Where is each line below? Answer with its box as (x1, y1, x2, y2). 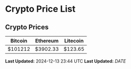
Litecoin (64, 38, 84, 44)
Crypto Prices (5, 23, 49, 31)
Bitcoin (10, 38, 28, 44)
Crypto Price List (5, 3, 76, 15)
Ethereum (35, 38, 59, 44)
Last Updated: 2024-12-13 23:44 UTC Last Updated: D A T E (5, 58, 126, 64)
